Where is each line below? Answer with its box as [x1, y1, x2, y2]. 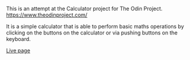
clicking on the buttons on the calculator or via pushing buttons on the [6, 29, 178, 36]
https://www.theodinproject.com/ [6, 11, 88, 18]
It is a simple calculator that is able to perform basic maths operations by [6, 23, 184, 30]
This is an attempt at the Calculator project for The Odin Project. [6, 5, 163, 12]
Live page [6, 47, 31, 54]
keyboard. [6, 36, 31, 42]
